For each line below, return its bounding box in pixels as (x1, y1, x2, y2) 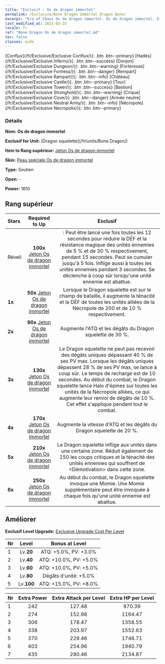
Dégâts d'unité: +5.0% (42, 572, 95, 579)
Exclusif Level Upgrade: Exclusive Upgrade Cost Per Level (5, 528, 124, 534)
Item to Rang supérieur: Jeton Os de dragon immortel (5, 148, 114, 154)
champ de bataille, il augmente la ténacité (59, 292, 155, 299)
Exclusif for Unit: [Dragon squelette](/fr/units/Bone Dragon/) (5, 138, 128, 144)
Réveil (7, 253, 22, 260)
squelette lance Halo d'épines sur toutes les (56, 382, 158, 389)
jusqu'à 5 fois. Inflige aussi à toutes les (62, 259, 152, 266)
